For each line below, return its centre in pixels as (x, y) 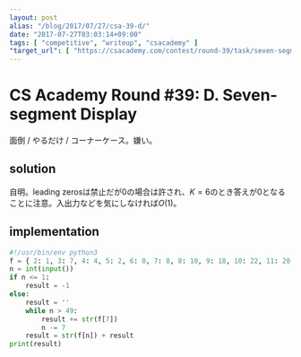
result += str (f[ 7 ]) (80, 319)
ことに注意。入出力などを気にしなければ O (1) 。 (95, 203)
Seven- (250, 96)
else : (19, 294)
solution (33, 169)
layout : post (34, 17)
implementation (55, 232)
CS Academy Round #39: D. (114, 96)
